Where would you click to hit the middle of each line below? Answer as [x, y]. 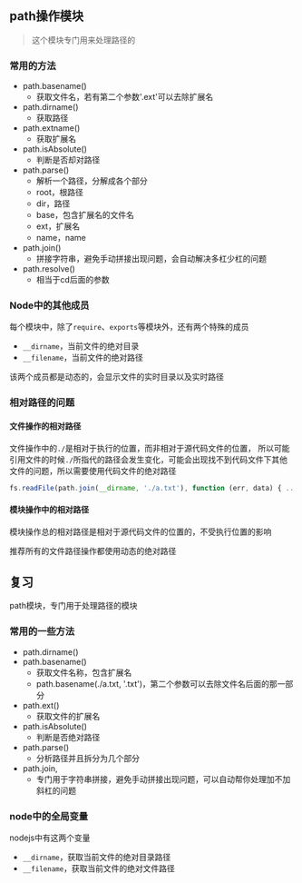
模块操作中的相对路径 [49, 510]
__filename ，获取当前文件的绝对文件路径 [98, 868]
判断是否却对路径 [68, 160]
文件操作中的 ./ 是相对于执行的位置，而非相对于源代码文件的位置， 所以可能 [150, 448]
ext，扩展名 [58, 226]
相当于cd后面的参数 [73, 280]
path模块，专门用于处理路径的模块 [73, 606]
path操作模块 [47, 16]
